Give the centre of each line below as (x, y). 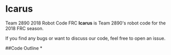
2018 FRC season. (24, 28)
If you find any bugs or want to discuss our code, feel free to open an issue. (85, 38)
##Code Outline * (24, 48)
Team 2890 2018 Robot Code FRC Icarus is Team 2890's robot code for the (85, 23)
